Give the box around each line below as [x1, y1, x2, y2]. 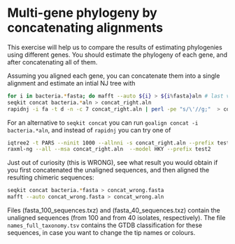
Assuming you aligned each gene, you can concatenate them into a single [7, 72, 220, 80]
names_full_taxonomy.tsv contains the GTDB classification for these [7, 221, 203, 229]
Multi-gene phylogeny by [7, 5, 157, 21]
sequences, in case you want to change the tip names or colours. [7, 229, 196, 237]
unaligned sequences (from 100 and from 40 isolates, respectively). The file [7, 214, 226, 222]
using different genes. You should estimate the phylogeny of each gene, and [7, 50, 228, 59]
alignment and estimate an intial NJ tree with [7, 79, 136, 87]
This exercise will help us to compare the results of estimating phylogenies [7, 43, 222, 51]
